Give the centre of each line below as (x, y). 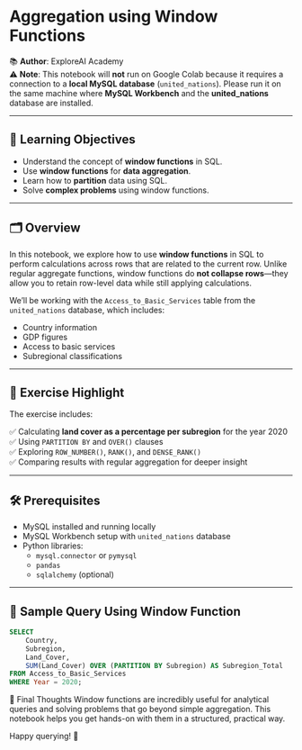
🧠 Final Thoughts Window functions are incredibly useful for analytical (139, 700)
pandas (48, 566)
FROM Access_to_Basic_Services (68, 674)
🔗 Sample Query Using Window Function (125, 611)
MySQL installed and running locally (89, 527)
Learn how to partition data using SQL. (95, 180)
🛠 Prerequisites (55, 500)
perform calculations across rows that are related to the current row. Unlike (148, 264)
